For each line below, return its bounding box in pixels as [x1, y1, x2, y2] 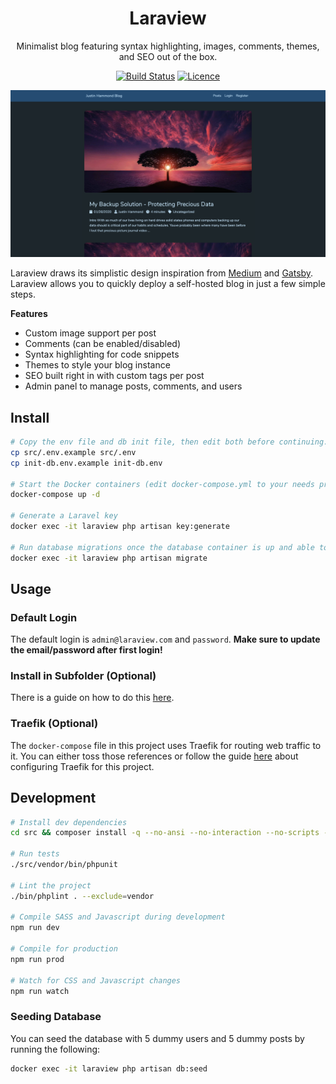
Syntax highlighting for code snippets [24, 348, 180, 361]
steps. [10, 288, 36, 301]
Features [10, 308, 48, 320]
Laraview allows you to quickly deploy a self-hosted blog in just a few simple [10, 278, 326, 290]
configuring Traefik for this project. [10, 760, 155, 772]
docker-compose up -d [10, 490, 101, 500]
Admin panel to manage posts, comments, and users [24, 380, 243, 392]
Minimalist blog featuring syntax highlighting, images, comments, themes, [16, 40, 320, 52]
